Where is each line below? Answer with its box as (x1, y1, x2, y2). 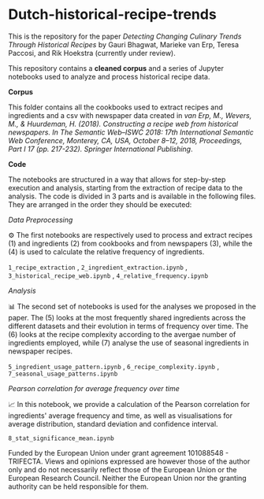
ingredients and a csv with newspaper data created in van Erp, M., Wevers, (8, 110, 252, 120)
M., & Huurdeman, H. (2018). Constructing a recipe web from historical (8, 119, 239, 128)
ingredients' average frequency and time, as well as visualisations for (8, 411, 232, 420)
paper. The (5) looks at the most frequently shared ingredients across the (8, 312, 247, 322)
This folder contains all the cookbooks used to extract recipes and (8, 102, 223, 112)
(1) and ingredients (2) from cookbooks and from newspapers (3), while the (8, 238, 253, 248)
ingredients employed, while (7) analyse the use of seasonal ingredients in (8, 338, 250, 347)
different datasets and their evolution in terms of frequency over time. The (8, 321, 249, 331)
